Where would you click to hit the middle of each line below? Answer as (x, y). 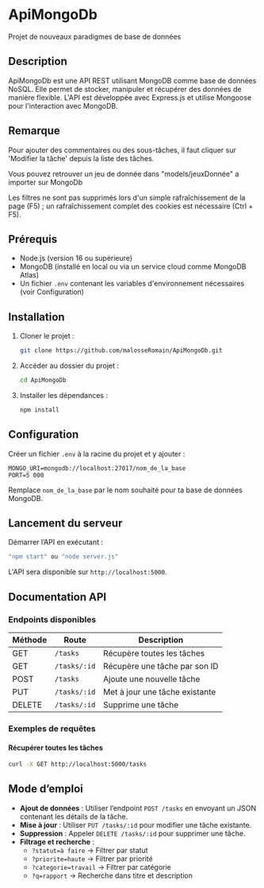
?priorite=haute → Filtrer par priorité (92, 859)
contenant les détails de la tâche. (74, 816)
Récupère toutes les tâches (153, 653)
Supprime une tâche (141, 705)
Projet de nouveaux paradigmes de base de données (95, 36)
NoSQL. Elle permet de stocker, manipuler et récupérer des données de (125, 89)
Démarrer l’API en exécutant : (56, 542)
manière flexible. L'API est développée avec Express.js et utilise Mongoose (130, 98)
